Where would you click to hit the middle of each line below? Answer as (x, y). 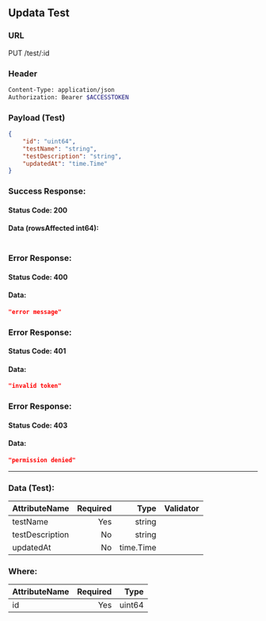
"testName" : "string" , (60, 149)
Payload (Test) (37, 117)
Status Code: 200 (38, 210)
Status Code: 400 (38, 277)
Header (23, 73)
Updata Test (39, 13)
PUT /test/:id (29, 53)
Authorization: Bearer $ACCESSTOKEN (68, 97)
